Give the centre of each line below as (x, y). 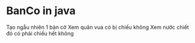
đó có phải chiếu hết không (40, 33)
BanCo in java (41, 11)
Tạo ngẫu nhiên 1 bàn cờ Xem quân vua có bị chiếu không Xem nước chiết (97, 27)
